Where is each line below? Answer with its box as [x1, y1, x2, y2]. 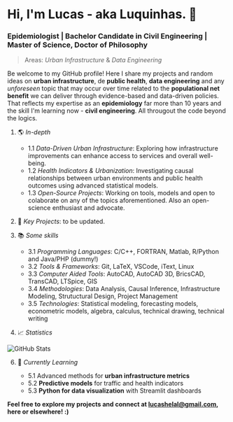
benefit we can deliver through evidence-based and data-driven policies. [7, 92, 219, 100]
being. [27, 159, 47, 167]
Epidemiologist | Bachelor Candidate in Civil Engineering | [7, 31, 208, 41]
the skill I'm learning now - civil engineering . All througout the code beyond [7, 106, 226, 115]
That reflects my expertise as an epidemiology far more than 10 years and [7, 99, 222, 108]
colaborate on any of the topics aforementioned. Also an [27, 196, 190, 205]
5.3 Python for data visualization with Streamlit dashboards [27, 386, 202, 395]
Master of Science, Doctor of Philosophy [7, 40, 148, 50]
